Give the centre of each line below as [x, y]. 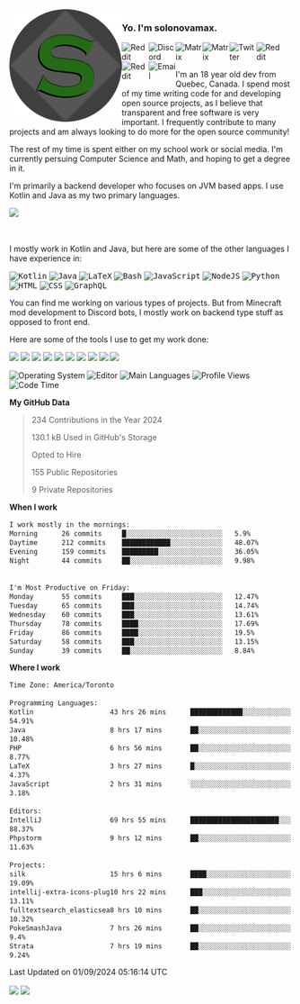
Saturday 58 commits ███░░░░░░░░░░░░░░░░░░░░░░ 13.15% [134, 642]
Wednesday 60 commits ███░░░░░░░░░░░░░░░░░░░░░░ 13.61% [134, 615]
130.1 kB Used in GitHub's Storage [94, 438]
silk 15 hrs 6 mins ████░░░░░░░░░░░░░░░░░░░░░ [150, 874]
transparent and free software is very [190, 113]
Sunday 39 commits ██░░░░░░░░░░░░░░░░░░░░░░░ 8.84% [132, 651]
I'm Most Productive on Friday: [70, 588]
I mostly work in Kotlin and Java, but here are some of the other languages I [149, 249]
